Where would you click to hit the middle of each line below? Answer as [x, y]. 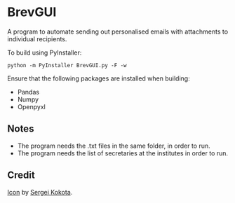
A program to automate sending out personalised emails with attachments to [118, 31]
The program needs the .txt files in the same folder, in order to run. [114, 146]
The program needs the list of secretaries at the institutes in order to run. [123, 153]
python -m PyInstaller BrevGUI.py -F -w [67, 65]
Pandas [28, 92]
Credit [21, 175]
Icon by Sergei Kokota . [40, 192]
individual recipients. [37, 38]
